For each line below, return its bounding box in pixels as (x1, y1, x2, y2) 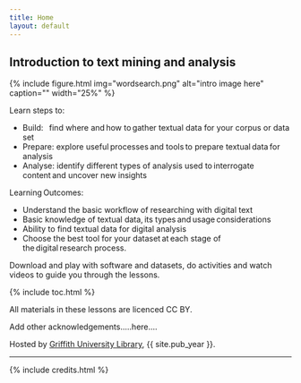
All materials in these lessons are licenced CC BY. (9, 304, 193, 315)
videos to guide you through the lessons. (9, 269, 160, 280)
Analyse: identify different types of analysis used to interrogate (21, 160, 255, 171)
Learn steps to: (9, 105, 65, 116)
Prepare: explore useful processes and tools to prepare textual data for (21, 141, 280, 152)
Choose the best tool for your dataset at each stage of (21, 234, 221, 244)
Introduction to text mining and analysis (9, 55, 236, 70)
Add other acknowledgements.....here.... (9, 321, 159, 332)
